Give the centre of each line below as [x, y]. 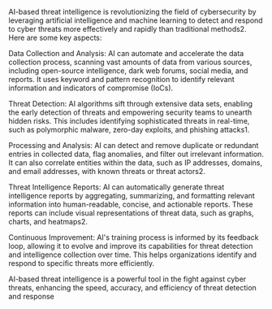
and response [32, 296]
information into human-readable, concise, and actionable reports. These [131, 204]
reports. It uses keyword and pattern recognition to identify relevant [122, 79]
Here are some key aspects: [55, 37]
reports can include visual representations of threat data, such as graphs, [131, 213]
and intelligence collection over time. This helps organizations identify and [133, 255]
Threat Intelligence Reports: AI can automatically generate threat [117, 187]
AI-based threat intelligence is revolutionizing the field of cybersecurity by [133, 12]
